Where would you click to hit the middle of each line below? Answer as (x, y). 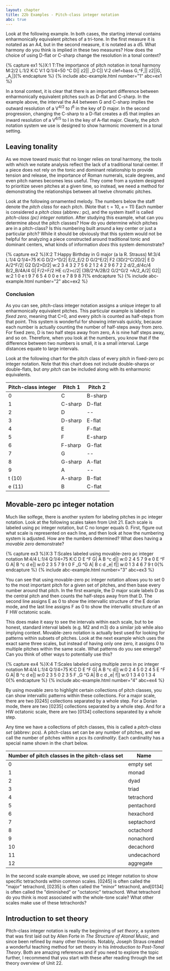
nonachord (141, 838)
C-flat (94, 487)
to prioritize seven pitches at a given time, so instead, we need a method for (85, 186)
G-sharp (72, 462)
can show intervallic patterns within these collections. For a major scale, (81, 695)
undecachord (144, 855)
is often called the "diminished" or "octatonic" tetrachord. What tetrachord (83, 892)
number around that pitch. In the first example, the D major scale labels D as (85, 590)
